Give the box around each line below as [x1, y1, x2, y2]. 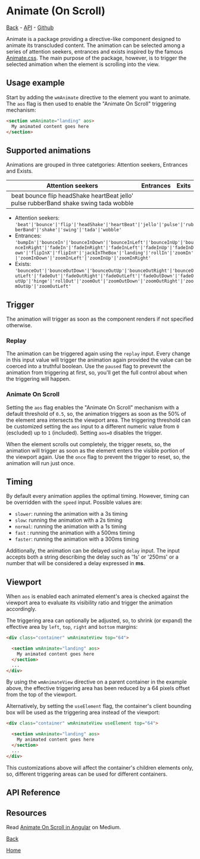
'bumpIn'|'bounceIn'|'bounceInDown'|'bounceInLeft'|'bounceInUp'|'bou [14, 240, 194, 246]
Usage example [6, 78, 65, 88]
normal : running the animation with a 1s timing [14, 523, 127, 530]
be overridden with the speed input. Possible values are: [6, 499, 143, 506]
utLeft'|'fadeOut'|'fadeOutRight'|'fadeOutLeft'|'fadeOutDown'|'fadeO [14, 273, 194, 279]
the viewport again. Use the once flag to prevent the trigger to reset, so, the [6, 453, 190, 460]
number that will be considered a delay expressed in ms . [6, 560, 145, 567]
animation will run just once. [6, 459, 75, 466]
